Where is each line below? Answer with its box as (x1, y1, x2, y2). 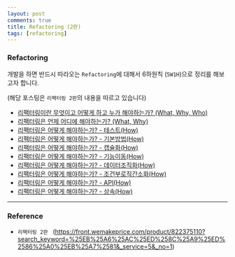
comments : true (7, 17, 52, 24)
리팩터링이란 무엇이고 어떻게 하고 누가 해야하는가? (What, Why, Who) (17, 108, 208, 116)
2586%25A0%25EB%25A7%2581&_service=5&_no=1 (17, 242, 173, 251)
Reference (7, 211, 43, 221)
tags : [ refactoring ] (7, 29, 68, 37)
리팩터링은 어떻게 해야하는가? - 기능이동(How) (17, 152, 145, 160)
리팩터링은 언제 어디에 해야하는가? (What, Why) (17, 117, 149, 125)
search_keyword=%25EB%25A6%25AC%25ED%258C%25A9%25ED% (17, 235, 226, 243)
